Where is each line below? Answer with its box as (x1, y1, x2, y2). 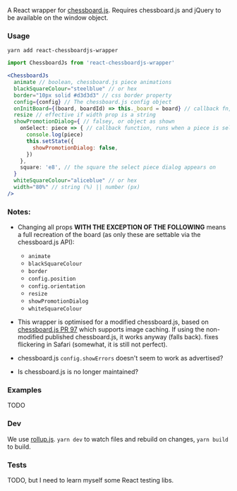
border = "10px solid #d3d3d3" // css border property (13, 92, 172, 99)
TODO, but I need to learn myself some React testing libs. (7, 475, 174, 484)
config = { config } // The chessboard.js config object (13, 98, 172, 105)
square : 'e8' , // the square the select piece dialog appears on (20, 164, 217, 171)
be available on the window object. (7, 13, 109, 22)
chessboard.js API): (17, 238, 75, 246)
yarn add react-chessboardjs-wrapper (7, 47, 119, 54)
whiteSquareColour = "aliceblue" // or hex (13, 177, 138, 184)
